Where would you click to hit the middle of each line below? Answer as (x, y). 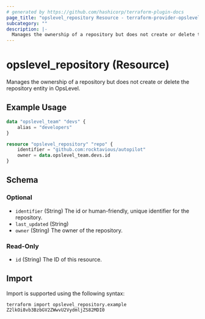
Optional (19, 197)
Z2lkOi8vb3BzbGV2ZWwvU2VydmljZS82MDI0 (56, 310)
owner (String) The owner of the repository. (69, 230)
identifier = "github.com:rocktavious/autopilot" (82, 150)
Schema (22, 180)
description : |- (27, 29)
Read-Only (23, 246)
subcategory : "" (27, 23)
